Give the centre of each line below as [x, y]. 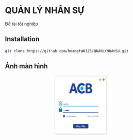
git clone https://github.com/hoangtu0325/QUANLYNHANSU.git [67, 51]
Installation [22, 39]
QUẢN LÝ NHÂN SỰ [44, 10]
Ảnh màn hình [27, 66]
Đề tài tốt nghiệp [22, 24]
